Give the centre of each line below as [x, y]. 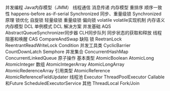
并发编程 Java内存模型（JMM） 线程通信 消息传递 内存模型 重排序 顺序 [79, 7]
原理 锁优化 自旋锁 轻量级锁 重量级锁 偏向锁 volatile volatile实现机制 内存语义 [85, 20]
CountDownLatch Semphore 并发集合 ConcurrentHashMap [67, 52]
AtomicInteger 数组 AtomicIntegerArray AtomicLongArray [65, 64]
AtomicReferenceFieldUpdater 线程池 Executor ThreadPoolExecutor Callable [85, 77]
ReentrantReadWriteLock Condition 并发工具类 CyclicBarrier [68, 45]
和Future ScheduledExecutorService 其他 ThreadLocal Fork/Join [72, 83]
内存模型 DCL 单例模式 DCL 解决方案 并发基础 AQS [58, 26]
